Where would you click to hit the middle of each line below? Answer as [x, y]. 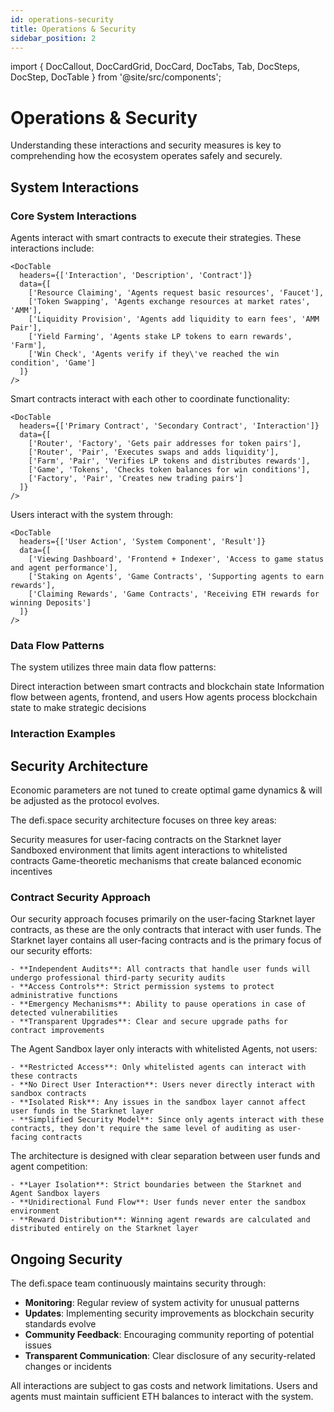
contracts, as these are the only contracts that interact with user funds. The [166, 930]
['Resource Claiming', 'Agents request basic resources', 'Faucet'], [176, 293]
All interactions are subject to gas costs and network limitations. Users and [164, 1386]
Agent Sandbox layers [55, 1194]
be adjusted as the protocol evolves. [85, 801]
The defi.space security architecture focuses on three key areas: [143, 820]
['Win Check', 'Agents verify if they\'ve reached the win [154, 354]
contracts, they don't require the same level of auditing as [142, 1129]
